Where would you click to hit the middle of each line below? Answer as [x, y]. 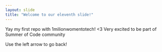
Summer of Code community [35, 34]
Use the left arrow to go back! [36, 44]
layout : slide [20, 10]
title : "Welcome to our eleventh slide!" [49, 15]
